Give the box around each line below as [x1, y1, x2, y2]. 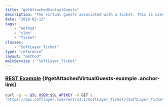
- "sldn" [14, 30, 32, 35]
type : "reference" [5, 49, 43, 54]
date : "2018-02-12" [5, 16, 46, 21]
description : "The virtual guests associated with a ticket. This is [5, 12, 153, 17]
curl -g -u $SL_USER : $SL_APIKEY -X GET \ [5, 92, 93, 97]
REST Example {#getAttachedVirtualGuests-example [5, 75, 137, 82]
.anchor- [138, 75, 160, 82]
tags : [5, 21, 16, 26]
